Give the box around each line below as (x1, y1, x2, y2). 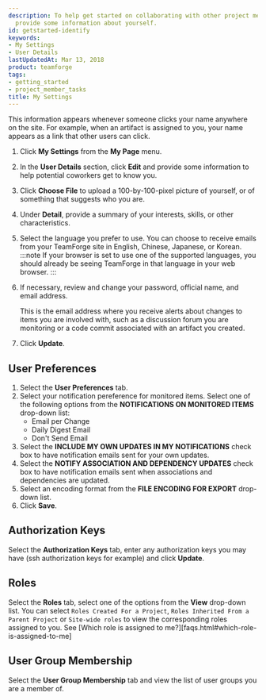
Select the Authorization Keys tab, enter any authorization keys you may (8, 544, 247, 554)
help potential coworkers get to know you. (19, 171, 158, 180)
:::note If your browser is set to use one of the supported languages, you (19, 251, 256, 260)
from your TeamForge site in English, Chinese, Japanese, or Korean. (19, 242, 242, 252)
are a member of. (8, 683, 65, 693)
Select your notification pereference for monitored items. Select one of (19, 391, 251, 401)
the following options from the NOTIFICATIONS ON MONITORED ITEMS (19, 400, 255, 410)
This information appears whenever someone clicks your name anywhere (8, 114, 248, 124)
